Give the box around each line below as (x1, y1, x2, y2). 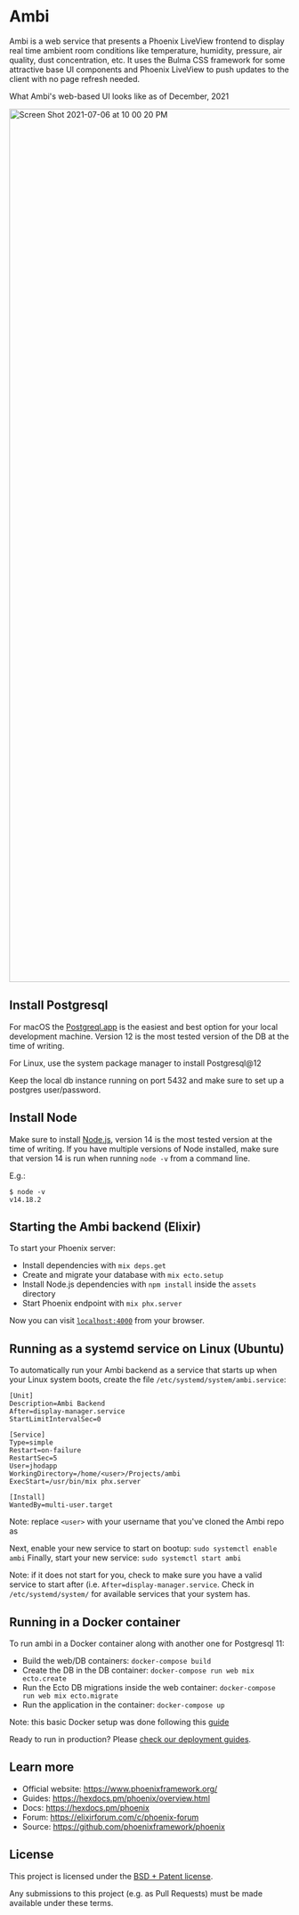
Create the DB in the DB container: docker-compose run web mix (21, 1665, 255, 1675)
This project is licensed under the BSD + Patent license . (9, 1870, 214, 1881)
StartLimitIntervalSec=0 (9, 1415, 101, 1424)
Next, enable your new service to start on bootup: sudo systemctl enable (9, 1543, 278, 1554)
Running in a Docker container (9, 1615, 181, 1630)
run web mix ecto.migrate (21, 1691, 118, 1700)
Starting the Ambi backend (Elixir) (9, 1219, 202, 1234)
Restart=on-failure (9, 1446, 82, 1455)
